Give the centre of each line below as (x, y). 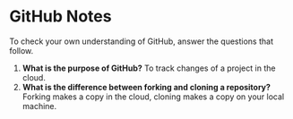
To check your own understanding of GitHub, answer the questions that (141, 41)
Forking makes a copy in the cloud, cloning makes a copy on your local (153, 97)
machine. (39, 106)
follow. (22, 50)
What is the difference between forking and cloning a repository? (146, 87)
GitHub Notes (60, 17)
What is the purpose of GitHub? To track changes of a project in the (149, 68)
